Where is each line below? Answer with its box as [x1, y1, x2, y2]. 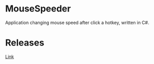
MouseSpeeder [5, 3, 71, 14]
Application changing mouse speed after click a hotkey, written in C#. [5, 19, 149, 25]
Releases [5, 37, 44, 48]
